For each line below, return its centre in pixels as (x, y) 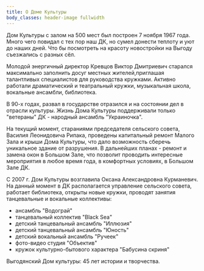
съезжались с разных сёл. (41, 54)
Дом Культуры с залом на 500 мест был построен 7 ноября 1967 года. (98, 35)
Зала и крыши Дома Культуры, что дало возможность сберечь (89, 141)
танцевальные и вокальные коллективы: (59, 199)
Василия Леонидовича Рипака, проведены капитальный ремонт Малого (100, 135)
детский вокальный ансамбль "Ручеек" (67, 236)
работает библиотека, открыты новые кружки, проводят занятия (91, 192)
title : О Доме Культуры (37, 12)
